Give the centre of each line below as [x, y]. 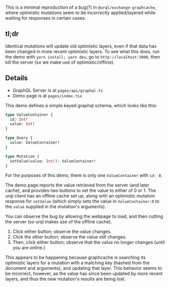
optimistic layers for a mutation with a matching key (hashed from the [78, 263]
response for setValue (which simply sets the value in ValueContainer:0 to [82, 201]
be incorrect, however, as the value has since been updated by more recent [84, 274]
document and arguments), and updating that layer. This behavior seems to [84, 268]
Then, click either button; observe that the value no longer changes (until [89, 243]
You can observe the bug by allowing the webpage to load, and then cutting [84, 216]
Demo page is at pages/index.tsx [47, 95]
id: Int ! [19, 119]
